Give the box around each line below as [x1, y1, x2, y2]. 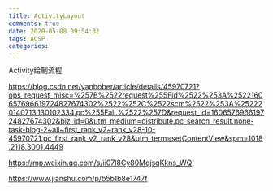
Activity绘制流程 [8, 66, 63, 76]
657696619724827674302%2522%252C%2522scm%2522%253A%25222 [8, 99, 262, 109]
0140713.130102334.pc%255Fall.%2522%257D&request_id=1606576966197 [8, 107, 265, 118]
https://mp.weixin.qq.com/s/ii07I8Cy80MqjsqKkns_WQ [8, 158, 193, 167]
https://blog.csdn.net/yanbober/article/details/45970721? [8, 82, 201, 92]
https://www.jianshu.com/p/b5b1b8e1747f [8, 174, 148, 184]
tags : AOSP [8, 34, 45, 43]
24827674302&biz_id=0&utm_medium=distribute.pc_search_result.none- [8, 116, 254, 126]
